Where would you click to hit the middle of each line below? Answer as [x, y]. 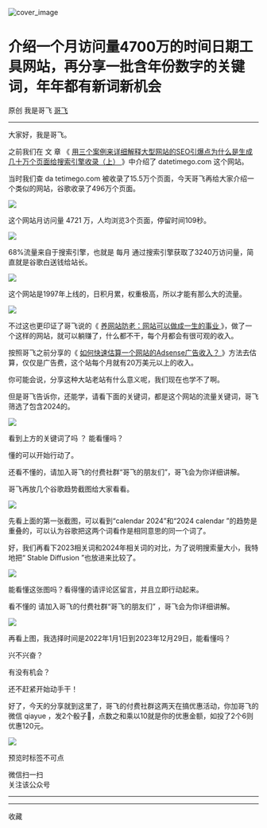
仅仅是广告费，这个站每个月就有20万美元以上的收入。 [110, 362]
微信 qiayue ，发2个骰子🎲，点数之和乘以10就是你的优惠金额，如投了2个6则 [131, 716]
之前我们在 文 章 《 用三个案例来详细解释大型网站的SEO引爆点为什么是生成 [130, 151]
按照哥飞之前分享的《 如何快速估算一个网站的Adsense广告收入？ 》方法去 [129, 352]
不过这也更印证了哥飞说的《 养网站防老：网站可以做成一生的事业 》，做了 [127, 326]
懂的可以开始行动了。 [43, 455]
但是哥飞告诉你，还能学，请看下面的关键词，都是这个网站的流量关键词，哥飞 [133, 396]
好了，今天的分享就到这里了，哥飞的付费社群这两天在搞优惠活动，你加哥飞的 [133, 705]
